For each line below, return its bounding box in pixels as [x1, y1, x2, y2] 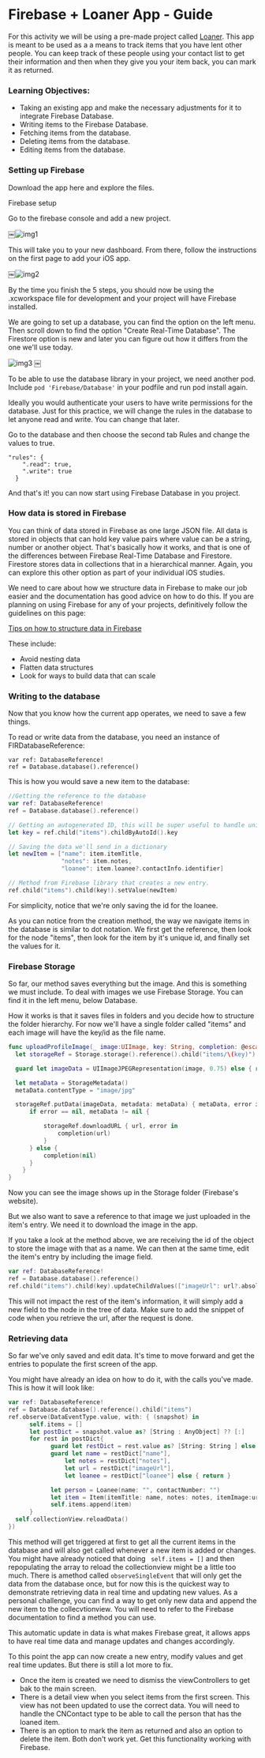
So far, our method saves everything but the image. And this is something [8, 979, 247, 989]
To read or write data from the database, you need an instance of [8, 733, 220, 742]
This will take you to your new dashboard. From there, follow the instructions [8, 245, 257, 255]
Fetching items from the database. [19, 128, 132, 138]
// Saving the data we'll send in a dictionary [8, 843, 168, 851]
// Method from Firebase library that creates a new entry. [8, 879, 211, 887]
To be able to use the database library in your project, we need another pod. [8, 374, 256, 383]
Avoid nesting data [19, 654, 80, 663]
